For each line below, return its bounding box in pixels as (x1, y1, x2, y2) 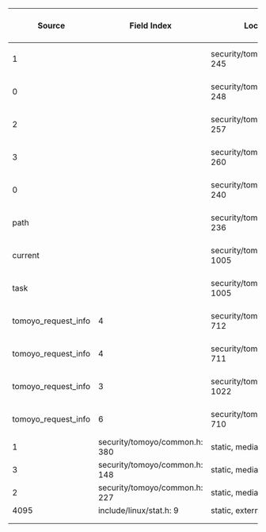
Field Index (129, 20, 172, 31)
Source (37, 20, 66, 31)
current (12, 250, 40, 260)
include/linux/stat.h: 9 (97, 505, 180, 515)
